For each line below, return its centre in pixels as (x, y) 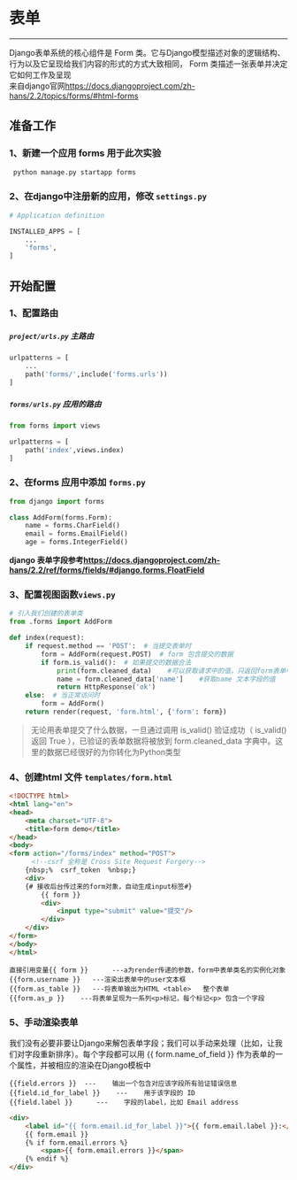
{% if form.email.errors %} (76, 1143)
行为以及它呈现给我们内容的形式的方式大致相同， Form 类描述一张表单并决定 (148, 64)
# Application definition (57, 215)
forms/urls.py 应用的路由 (55, 404)
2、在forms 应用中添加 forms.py (77, 482)
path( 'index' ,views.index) (75, 450)
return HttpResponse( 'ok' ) (106, 687)
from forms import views (55, 426)
